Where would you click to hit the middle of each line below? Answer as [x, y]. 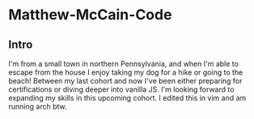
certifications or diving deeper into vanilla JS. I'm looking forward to [121, 89]
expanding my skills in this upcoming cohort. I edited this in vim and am [127, 98]
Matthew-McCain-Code [90, 15]
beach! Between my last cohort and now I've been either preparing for [125, 81]
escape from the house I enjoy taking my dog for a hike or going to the [126, 72]
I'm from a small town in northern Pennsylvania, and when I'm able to [123, 64]
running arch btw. [38, 107]
